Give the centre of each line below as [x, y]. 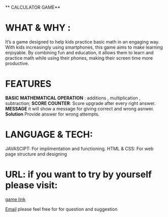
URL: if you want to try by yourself [79, 174]
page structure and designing [36, 154]
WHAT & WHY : [38, 28]
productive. [17, 63]
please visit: [31, 185]
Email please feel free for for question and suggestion [61, 209]
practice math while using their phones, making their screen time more [79, 58]
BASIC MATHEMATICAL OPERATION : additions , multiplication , [73, 98]
